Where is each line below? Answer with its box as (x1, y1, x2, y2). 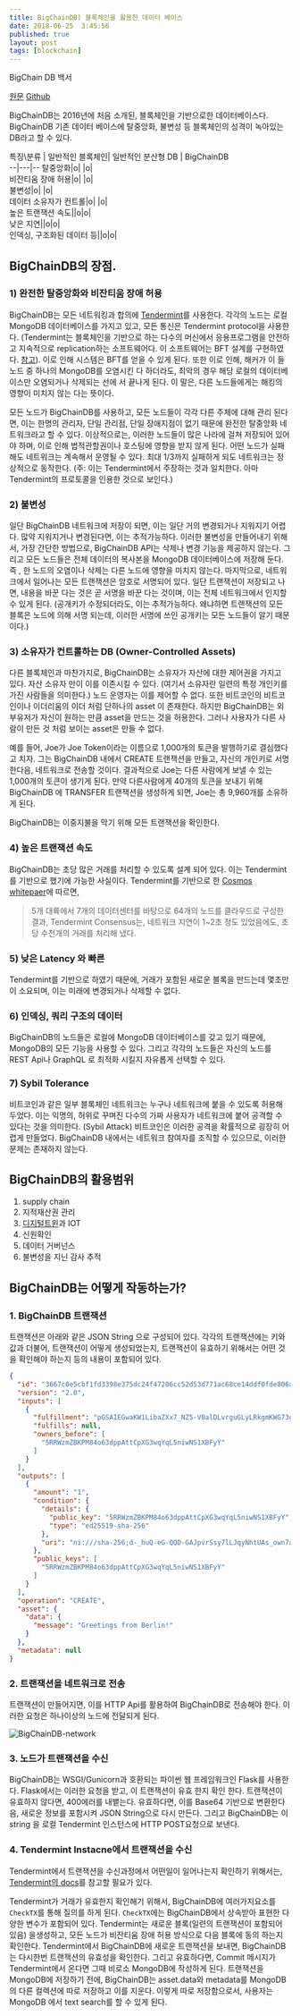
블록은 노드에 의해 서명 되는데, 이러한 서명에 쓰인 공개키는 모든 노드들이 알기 (9, 610, 274, 621)
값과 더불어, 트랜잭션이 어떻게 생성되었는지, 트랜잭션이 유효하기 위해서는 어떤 (9, 1343, 277, 1353)
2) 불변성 (9, 498, 46, 511)
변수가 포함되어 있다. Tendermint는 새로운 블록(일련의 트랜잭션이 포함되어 (25, 1918, 283, 1928)
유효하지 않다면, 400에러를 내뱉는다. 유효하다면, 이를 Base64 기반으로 (9, 1797, 254, 1808)
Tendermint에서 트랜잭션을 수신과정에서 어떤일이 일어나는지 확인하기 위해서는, (9, 1866, 283, 1876)
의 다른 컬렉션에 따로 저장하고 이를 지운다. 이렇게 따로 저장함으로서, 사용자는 (9, 1985, 274, 1995)
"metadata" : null (17, 1646, 82, 1655)
